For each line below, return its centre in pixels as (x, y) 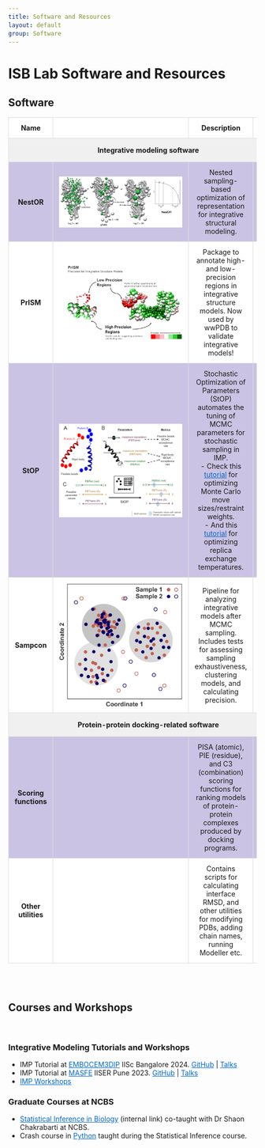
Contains (221, 868)
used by (221, 320)
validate (221, 336)
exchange (221, 559)
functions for (221, 789)
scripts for (221, 877)
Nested (220, 172)
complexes (221, 822)
